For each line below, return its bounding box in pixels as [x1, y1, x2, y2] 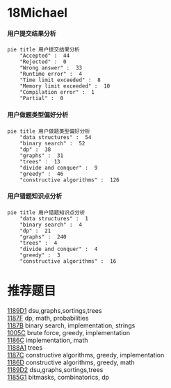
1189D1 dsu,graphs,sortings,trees [7, 306, 102, 314]
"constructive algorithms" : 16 [19, 257, 117, 265]
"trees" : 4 [19, 239, 58, 246]
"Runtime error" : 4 [19, 71, 82, 78]
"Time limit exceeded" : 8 [19, 76, 101, 84]
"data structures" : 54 [19, 134, 92, 140]
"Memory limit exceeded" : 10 [19, 83, 111, 90]
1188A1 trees [7, 343, 43, 352]
